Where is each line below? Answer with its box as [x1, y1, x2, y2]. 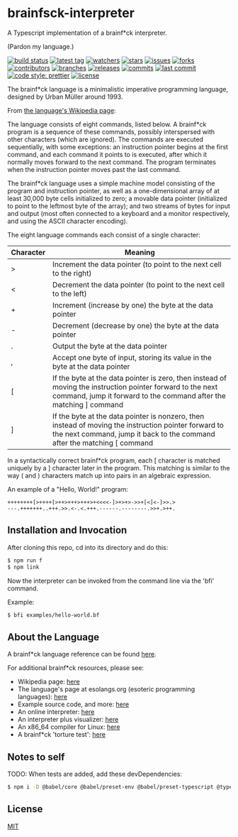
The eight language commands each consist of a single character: [7, 230, 200, 239]
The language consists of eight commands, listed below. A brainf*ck [7, 119, 207, 129]
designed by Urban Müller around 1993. [7, 92, 123, 101]
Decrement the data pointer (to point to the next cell [52, 279, 225, 289]
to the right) [52, 268, 92, 278]
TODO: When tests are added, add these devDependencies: [7, 769, 183, 778]
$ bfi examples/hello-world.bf [7, 611, 100, 619]
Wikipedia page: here [17, 677, 80, 686]
